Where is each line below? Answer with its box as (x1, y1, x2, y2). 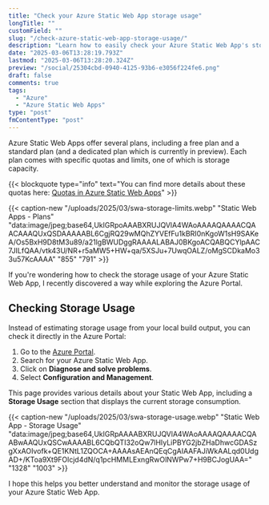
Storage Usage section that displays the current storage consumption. (8, 396, 242, 406)
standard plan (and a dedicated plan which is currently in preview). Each (8, 146, 247, 156)
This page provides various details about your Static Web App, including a (8, 388, 253, 398)
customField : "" (8, 26, 62, 34)
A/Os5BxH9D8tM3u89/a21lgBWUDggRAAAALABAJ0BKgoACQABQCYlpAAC (8, 237, 260, 247)
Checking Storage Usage (8, 301, 136, 315)
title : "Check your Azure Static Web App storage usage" (8, 11, 203, 20)
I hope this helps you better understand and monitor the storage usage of (8, 479, 251, 488)
